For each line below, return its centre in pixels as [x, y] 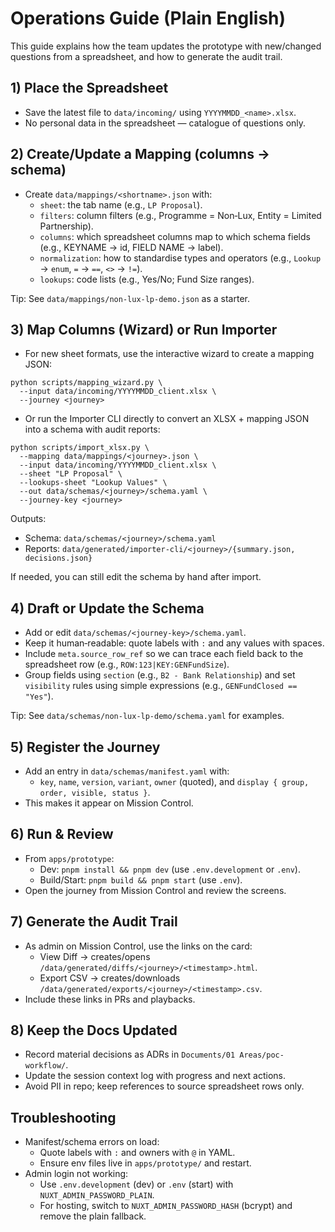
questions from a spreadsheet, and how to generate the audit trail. [146, 56]
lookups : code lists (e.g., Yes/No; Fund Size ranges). [147, 279]
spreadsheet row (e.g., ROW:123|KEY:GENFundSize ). [127, 664]
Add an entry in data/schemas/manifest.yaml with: [127, 771]
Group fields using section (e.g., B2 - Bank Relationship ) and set [160, 675]
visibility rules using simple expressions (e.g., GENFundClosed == [161, 686]
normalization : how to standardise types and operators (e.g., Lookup [180, 258]
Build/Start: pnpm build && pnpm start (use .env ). [141, 879]
